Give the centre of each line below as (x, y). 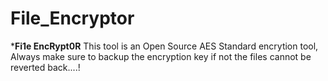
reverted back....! (45, 67)
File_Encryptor (72, 18)
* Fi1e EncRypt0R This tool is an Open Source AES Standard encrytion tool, (164, 46)
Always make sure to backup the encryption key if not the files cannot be (161, 56)
